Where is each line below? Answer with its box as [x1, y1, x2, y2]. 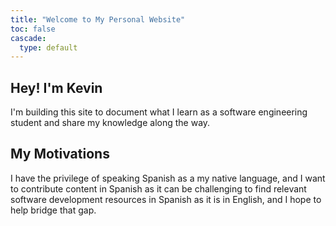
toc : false [10, 24, 56, 34]
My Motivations [10, 146, 110, 163]
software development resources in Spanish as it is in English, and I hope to [10, 193, 322, 205]
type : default [19, 42, 78, 53]
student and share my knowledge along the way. [10, 117, 211, 129]
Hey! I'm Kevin [10, 79, 103, 96]
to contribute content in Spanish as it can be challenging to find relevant [10, 182, 307, 195]
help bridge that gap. [10, 204, 97, 216]
